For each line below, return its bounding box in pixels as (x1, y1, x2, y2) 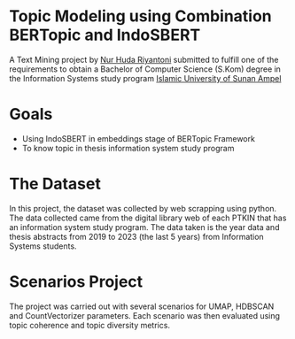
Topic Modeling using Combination (9, 6, 272, 27)
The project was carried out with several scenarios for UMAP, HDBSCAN (9, 301, 275, 312)
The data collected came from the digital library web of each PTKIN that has (9, 212, 287, 223)
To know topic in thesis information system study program (21, 143, 235, 153)
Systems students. (9, 241, 77, 251)
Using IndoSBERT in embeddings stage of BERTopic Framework (21, 133, 255, 143)
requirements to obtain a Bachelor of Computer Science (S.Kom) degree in (9, 64, 282, 74)
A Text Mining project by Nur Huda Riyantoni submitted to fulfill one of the (9, 54, 279, 65)
